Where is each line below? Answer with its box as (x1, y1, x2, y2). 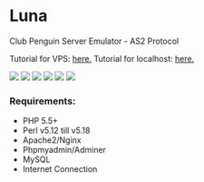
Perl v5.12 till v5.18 (22, 125, 91, 136)
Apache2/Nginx (22, 135, 82, 146)
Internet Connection (22, 164, 98, 175)
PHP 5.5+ (22, 116, 59, 126)
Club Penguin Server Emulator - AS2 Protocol (9, 35, 180, 46)
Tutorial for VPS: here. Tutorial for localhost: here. (9, 53, 195, 64)
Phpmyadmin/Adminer (22, 145, 107, 156)
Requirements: (9, 95, 76, 107)
